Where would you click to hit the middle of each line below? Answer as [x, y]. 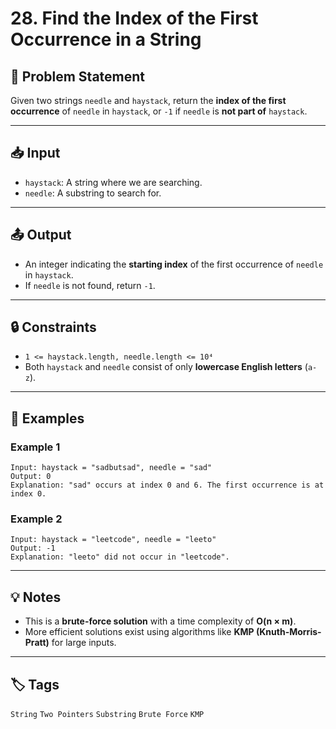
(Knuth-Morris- [288, 632]
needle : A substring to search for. [93, 193]
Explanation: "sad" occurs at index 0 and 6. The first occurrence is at [167, 485]
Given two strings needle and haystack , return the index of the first [148, 100]
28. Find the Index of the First [134, 18]
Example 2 [36, 519]
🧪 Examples [47, 418]
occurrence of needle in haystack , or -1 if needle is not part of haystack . [159, 111]
